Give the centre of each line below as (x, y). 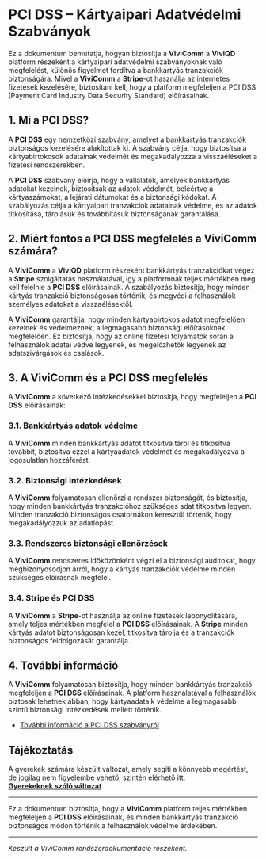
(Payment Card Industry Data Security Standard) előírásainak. (109, 95)
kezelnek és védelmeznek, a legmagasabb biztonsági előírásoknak (117, 327)
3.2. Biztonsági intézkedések (65, 480)
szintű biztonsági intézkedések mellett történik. (85, 710)
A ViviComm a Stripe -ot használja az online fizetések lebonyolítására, (123, 615)
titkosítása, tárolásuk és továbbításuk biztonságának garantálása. (114, 214)
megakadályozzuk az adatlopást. (62, 523)
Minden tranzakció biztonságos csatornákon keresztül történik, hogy (120, 514)
